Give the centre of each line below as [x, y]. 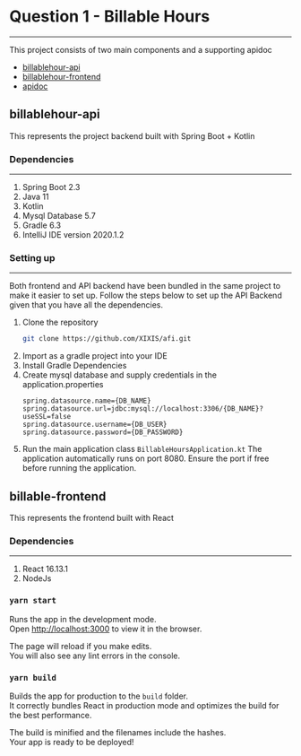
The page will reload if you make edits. [81, 646]
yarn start [33, 601]
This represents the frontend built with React [92, 518]
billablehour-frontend [61, 76]
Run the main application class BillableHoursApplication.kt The [142, 449]
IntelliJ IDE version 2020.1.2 [73, 235]
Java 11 [35, 197]
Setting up [32, 257]
